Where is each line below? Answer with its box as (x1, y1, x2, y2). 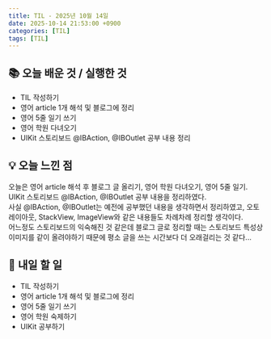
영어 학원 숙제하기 (19, 312, 77, 321)
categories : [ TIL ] (8, 27, 70, 35)
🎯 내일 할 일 (8, 258, 62, 272)
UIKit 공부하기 (19, 321, 66, 331)
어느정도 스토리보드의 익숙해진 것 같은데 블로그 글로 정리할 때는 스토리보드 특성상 (8, 222, 264, 232)
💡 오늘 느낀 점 (8, 159, 73, 173)
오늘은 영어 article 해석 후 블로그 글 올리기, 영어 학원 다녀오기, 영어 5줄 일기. (8, 182, 248, 191)
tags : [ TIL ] (8, 34, 49, 43)
